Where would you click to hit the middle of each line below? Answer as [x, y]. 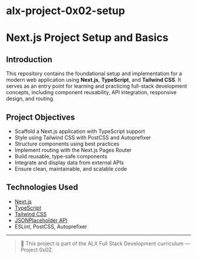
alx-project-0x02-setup [66, 11]
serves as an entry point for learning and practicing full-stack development [97, 86]
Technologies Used [42, 187]
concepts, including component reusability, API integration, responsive [91, 92]
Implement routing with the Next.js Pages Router [73, 150]
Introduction [29, 59]
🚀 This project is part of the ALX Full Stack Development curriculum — [105, 243]
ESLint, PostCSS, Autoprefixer [51, 226]
